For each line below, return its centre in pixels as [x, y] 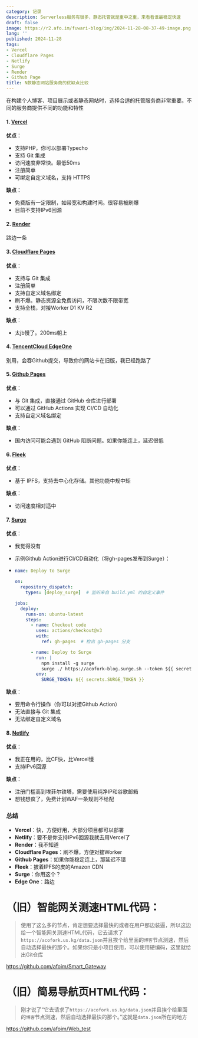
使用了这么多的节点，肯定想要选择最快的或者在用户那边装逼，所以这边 [106, 925]
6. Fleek [16, 454]
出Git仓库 [32, 954]
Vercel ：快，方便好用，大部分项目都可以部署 [69, 830]
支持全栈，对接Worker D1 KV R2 [53, 307]
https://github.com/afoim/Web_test [49, 1029]
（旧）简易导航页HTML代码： [78, 992]
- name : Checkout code [58, 625]
